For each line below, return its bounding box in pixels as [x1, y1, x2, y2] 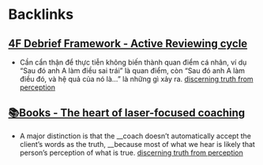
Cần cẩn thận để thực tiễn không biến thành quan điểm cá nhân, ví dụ [19, 57, 247, 67]
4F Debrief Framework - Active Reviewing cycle [8, 37, 248, 50]
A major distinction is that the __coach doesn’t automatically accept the [19, 131, 251, 141]
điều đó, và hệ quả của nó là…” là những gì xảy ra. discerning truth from [19, 75, 254, 83]
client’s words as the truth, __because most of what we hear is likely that [19, 139, 255, 148]
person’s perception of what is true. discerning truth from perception [19, 148, 243, 157]
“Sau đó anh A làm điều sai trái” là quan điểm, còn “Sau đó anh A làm [19, 66, 246, 75]
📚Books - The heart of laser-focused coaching [8, 106, 246, 119]
